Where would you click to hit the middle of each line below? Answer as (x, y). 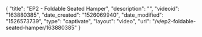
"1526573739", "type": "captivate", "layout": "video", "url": (78, 21)
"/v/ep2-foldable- (174, 21)
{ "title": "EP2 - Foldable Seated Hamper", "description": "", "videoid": (93, 9)
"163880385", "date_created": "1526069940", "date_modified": (85, 15)
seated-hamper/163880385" (41, 27)
